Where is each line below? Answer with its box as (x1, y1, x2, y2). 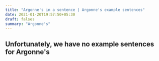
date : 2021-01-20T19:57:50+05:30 (5, 12, 75, 17)
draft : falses (5, 16, 35, 21)
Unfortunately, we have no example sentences (5, 39, 154, 48)
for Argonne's (5, 47, 50, 56)
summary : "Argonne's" (5, 21, 51, 26)
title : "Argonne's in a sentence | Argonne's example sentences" (5, 7, 145, 12)
